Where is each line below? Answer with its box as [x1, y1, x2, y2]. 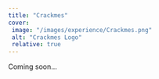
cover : [8, 19, 30, 27]
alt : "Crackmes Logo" [11, 33, 82, 41]
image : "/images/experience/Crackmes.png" [11, 26, 153, 34]
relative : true [11, 41, 61, 48]
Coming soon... [8, 62, 57, 71]
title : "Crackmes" [8, 11, 68, 20]
